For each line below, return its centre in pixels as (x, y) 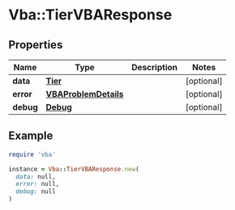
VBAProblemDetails (85, 94)
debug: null (36, 191)
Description (155, 67)
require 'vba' (32, 154)
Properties (36, 45)
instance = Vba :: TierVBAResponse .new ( (74, 169)
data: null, (36, 176)
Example (31, 136)
